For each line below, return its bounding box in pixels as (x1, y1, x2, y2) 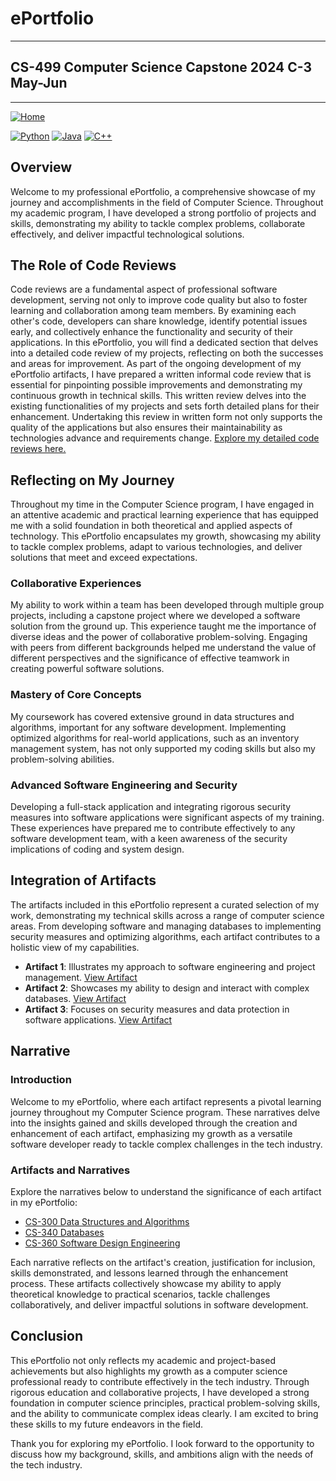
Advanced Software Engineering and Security (10, 778, 238, 792)
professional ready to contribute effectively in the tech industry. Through (10, 1375, 310, 1387)
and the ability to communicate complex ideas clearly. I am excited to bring (10, 1407, 319, 1419)
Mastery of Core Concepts (10, 688, 142, 702)
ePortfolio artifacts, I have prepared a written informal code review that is (10, 368, 312, 381)
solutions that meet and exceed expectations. (10, 552, 198, 564)
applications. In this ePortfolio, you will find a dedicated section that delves (10, 337, 319, 349)
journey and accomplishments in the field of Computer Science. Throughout (10, 196, 324, 208)
